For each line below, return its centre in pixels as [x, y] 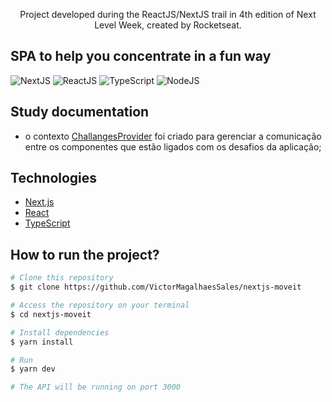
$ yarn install [42, 342]
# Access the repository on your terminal [100, 305]
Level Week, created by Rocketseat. [168, 25]
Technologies [54, 178]
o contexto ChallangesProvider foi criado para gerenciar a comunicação [173, 136]
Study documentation [80, 112]
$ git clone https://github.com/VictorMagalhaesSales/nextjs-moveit [156, 287]
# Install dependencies [60, 332]
